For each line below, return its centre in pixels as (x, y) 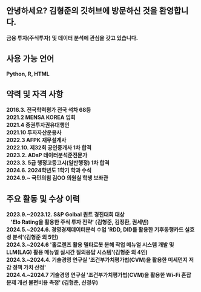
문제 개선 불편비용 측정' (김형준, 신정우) (52, 282)
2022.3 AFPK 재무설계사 (36, 140)
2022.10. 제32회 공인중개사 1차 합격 (49, 148)
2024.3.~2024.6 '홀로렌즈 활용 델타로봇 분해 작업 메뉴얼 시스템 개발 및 (90, 245)
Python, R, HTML (28, 74)
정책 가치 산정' (29, 267)
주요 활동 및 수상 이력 (43, 199)
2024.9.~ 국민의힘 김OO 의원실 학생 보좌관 (57, 178)
